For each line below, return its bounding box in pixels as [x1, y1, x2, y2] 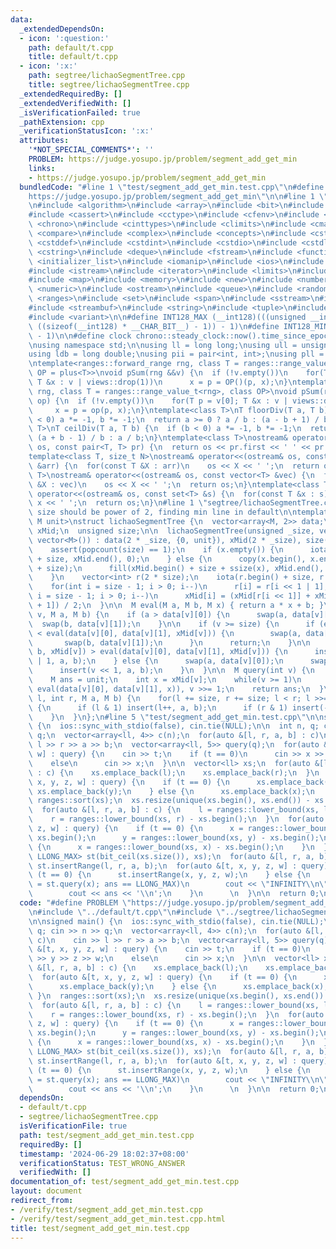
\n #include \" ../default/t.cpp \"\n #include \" [28, 907, 226, 917]
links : [28, 163, 56, 173]
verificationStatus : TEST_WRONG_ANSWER [19, 1158, 186, 1168]
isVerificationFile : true [19, 1121, 128, 1131]
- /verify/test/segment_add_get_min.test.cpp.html [10, 1214, 226, 1224]
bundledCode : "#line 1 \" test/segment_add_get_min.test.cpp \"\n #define [19, 182, 325, 192]
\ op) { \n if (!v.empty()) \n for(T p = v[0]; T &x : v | [28, 396, 288, 406]
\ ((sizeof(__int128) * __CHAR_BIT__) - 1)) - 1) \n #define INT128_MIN [28, 321, 329, 331]
